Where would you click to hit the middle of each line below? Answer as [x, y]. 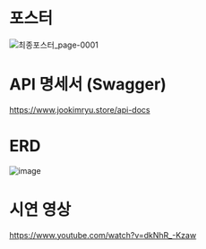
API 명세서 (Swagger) [88, 85]
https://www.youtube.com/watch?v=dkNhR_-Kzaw [103, 235]
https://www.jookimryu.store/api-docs [80, 109]
